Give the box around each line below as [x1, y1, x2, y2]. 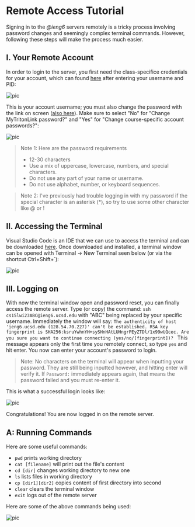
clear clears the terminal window [14, 486, 95, 493]
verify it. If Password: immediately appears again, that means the [20, 370, 175, 377]
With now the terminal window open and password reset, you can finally [6, 299, 180, 306]
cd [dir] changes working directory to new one [14, 467, 130, 474]
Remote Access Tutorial [6, 4, 124, 18]
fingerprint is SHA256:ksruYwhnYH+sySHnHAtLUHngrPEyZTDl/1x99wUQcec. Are [6, 329, 190, 335]
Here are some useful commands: [6, 443, 88, 450]
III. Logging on [6, 283, 59, 293]
